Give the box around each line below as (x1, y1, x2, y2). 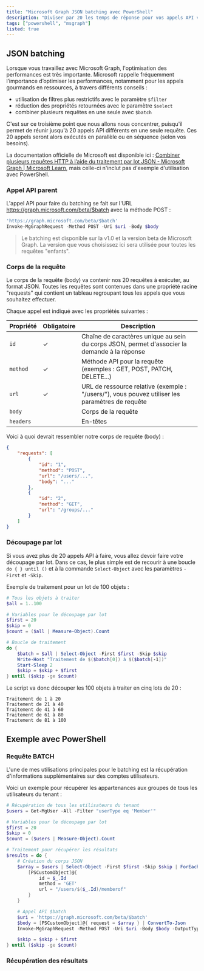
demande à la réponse (81, 348, 146, 356)
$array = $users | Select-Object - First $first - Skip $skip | (17, 863, 178, 870)
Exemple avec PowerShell (6, 733, 106, 744)
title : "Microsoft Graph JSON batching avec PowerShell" (6, 9, 154, 15)
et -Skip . (21, 571, 44, 578)
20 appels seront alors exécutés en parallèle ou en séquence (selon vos (6, 133, 186, 140)
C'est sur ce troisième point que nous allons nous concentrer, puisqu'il (6, 120, 183, 128)
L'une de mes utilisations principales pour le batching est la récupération (6, 766, 188, 773)
